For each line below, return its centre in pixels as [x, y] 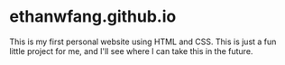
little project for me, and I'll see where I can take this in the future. [131, 51]
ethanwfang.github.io [93, 17]
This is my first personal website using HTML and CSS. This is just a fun [143, 42]
